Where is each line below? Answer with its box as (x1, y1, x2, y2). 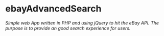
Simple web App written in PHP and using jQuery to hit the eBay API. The (5, 19, 159, 25)
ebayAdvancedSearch (5, 3, 102, 14)
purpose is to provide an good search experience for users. (5, 25, 131, 31)
